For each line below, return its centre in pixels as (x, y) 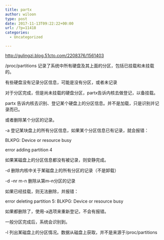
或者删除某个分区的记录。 (31, 120)
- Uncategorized (26, 37)
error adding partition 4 (29, 150)
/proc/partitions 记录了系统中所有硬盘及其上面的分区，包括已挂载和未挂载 (80, 66)
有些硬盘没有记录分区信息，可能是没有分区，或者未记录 (61, 82)
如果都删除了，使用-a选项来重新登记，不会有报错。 (57, 211)
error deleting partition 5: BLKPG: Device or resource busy (64, 201)
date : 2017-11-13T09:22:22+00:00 (39, 23)
